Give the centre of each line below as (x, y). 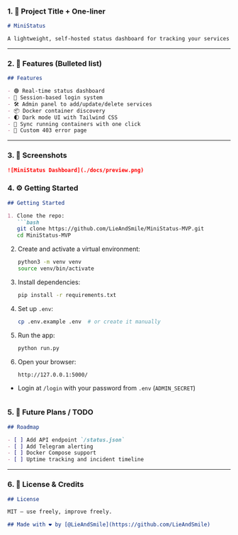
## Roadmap (23, 427)
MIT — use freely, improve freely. (60, 512)
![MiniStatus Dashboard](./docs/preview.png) (75, 170)
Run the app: (36, 335)
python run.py (38, 348)
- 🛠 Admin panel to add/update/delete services (80, 104)
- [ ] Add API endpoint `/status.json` (66, 440)
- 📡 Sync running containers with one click (74, 124)
